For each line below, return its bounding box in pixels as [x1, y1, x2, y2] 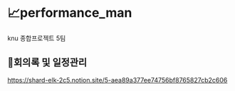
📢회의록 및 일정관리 [7, 56, 88, 68]
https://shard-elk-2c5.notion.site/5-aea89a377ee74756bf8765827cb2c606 [7, 75, 228, 84]
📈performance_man [7, 5, 132, 21]
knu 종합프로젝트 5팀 [7, 34, 66, 42]
